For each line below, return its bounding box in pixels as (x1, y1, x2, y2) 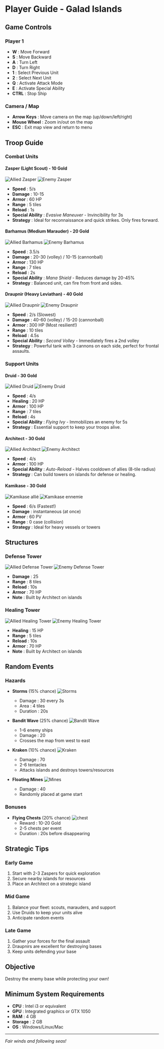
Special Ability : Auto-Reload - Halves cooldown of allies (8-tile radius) (12, 466, 156, 472)
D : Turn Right (12, 64, 40, 70)
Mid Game (5, 893, 30, 900)
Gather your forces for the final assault (12, 938, 90, 944)
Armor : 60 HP (12, 196, 42, 202)
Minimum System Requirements (5, 990, 105, 998)
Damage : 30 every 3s (19, 698, 64, 704)
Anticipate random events (12, 915, 64, 920)
